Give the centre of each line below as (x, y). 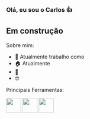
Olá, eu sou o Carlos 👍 (39, 9)
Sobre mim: (20, 45)
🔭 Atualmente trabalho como (49, 57)
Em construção (35, 31)
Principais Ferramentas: (35, 90)
